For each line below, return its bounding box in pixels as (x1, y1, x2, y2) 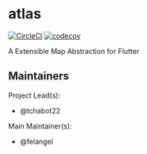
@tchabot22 (19, 106, 61, 115)
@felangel (19, 137, 53, 146)
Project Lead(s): (8, 90, 61, 100)
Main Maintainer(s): (8, 121, 72, 131)
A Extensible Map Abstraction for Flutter (8, 46, 140, 56)
